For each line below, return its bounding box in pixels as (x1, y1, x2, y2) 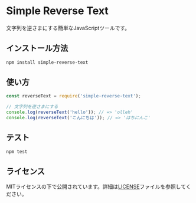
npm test (6, 149, 28, 155)
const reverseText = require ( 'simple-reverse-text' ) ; (6, 93, 142, 99)
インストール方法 (6, 43, 68, 54)
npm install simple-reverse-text (6, 59, 89, 66)
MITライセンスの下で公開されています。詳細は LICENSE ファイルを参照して (6, 183, 186, 190)
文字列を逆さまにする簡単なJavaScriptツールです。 (6, 24, 130, 31)
